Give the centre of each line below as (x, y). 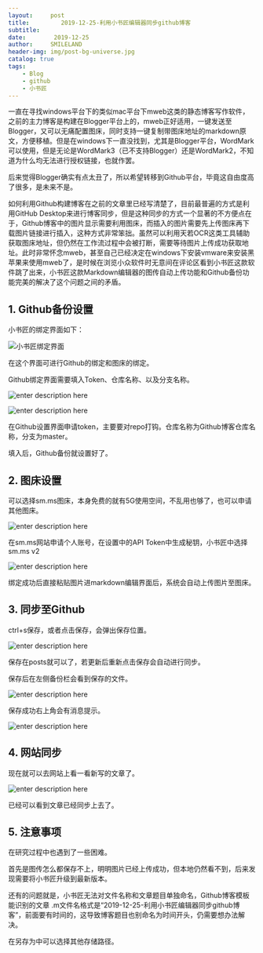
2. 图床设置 (35, 480)
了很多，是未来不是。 (42, 187)
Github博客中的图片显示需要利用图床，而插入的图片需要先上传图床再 (132, 224)
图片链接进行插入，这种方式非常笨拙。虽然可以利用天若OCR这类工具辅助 (132, 233)
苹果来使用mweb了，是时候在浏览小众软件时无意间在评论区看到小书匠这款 (128, 263)
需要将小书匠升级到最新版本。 (63, 878)
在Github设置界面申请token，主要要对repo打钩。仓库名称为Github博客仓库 (128, 427)
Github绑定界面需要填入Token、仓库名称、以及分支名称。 (101, 380)
